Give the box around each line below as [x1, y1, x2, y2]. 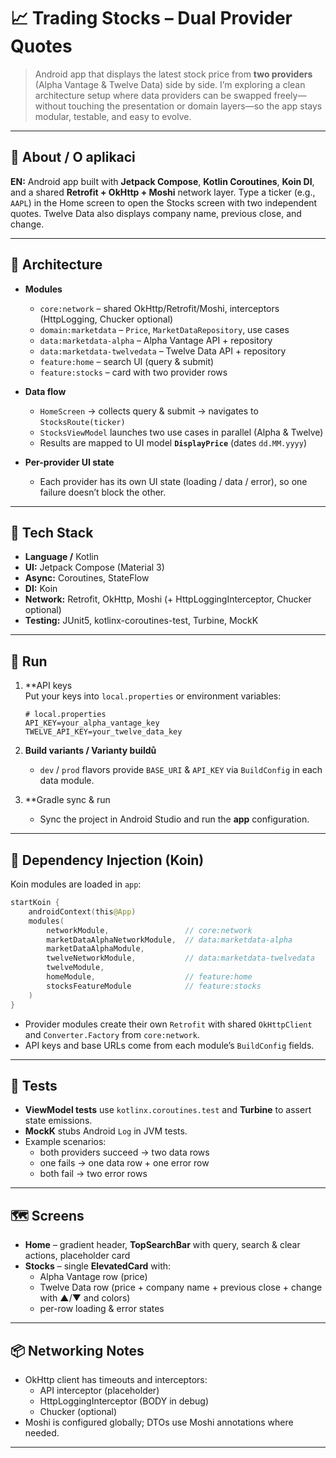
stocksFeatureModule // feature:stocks [46, 981, 262, 991]
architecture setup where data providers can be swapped [34, 89, 272, 101]
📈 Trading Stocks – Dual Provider [10, 7, 293, 30]
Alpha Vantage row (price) [39, 1271, 148, 1283]
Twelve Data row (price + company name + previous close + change [39, 1281, 323, 1294]
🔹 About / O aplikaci [10, 149, 136, 166]
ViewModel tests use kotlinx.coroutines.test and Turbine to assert [24, 1104, 312, 1116]
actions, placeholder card [24, 1250, 131, 1262]
